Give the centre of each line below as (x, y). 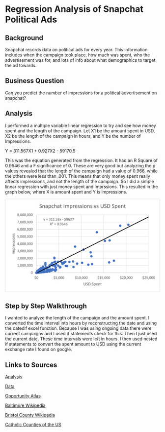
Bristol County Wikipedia (30, 415)
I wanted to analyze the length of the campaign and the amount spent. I (77, 318)
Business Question (35, 81)
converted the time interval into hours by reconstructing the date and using (81, 323)
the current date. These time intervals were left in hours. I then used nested (81, 339)
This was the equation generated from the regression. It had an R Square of (82, 160)
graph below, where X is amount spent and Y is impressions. (66, 192)
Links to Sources (31, 365)
